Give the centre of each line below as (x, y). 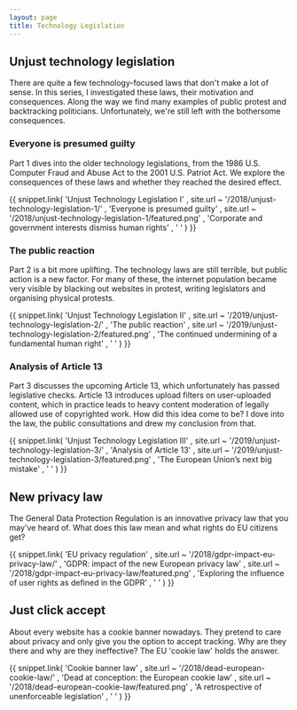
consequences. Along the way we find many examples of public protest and (148, 102)
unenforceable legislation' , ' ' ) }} (70, 696)
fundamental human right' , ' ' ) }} (70, 343)
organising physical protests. (62, 297)
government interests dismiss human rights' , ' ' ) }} (103, 227)
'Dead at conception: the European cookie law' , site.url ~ (167, 677)
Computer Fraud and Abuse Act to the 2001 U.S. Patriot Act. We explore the (147, 172)
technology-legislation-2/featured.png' (80, 334)
